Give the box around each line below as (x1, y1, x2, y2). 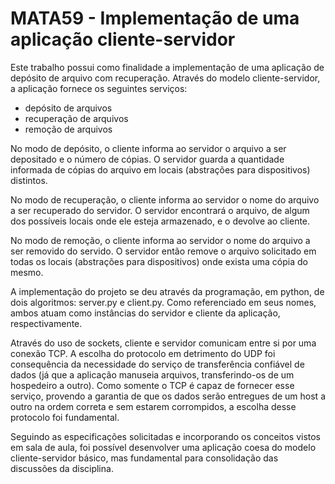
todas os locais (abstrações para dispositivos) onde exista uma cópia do (10, 255, 308, 267)
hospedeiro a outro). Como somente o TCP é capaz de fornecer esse (10, 379, 295, 391)
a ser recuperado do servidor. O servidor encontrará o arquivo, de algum (10, 204, 310, 216)
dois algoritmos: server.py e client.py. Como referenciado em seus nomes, (10, 296, 317, 308)
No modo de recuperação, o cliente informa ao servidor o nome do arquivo (10, 193, 320, 206)
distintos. (10, 174, 48, 186)
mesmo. (10, 266, 44, 278)
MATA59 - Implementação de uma (10, 7, 300, 30)
